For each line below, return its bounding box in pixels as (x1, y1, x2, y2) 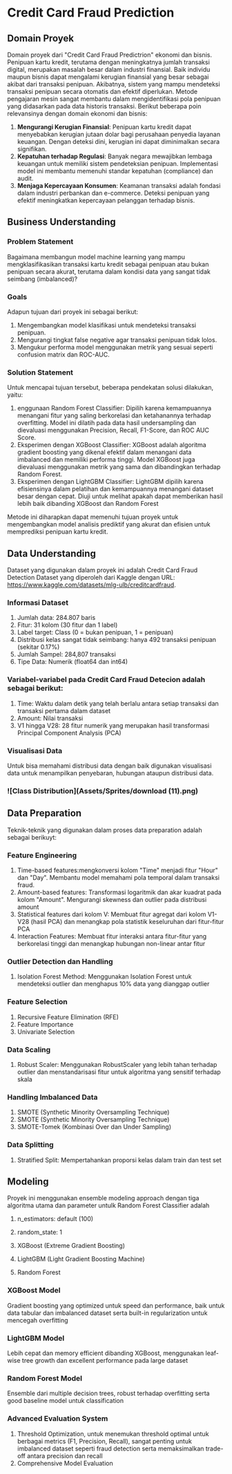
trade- (205, 1444, 224, 1453)
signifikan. (17, 145, 47, 153)
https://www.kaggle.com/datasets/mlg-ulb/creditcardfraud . (7, 580, 176, 589)
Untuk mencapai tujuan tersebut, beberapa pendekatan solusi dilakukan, (7, 384, 214, 392)
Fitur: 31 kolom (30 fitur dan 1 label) (17, 621, 118, 630)
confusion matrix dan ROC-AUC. (17, 350, 110, 359)
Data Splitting (7, 1140, 54, 1150)
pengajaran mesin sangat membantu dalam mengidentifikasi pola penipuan (7, 95, 221, 103)
